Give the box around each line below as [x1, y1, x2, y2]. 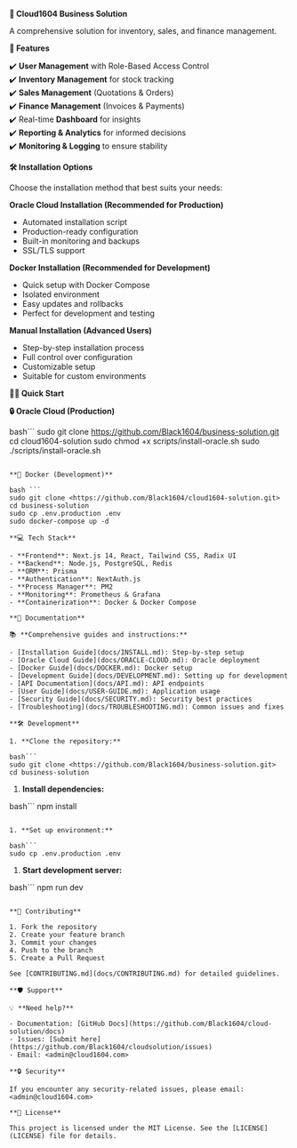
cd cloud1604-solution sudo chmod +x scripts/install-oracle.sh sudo [9, 436, 261, 446]
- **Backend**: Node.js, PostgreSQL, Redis [9, 559, 173, 568]
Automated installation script [21, 217, 127, 227]
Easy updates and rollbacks [21, 299, 124, 309]
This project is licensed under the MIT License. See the [9, 1124, 229, 1133]
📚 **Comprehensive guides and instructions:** [9, 630, 189, 639]
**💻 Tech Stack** [9, 534, 76, 542]
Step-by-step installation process [21, 342, 145, 353]
